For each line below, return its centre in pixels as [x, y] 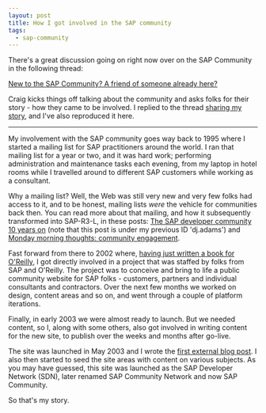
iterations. [25, 304]
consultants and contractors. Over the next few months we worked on [122, 287]
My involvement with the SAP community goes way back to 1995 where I [127, 138]
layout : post [30, 15]
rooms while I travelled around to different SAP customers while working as [131, 172]
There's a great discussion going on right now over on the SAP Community [130, 60]
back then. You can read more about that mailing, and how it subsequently [129, 213]
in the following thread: [46, 69]
